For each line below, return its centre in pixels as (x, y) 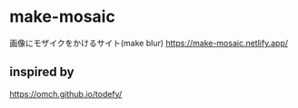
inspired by (42, 72)
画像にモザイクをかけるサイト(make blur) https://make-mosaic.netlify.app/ (149, 43)
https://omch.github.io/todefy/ (66, 93)
